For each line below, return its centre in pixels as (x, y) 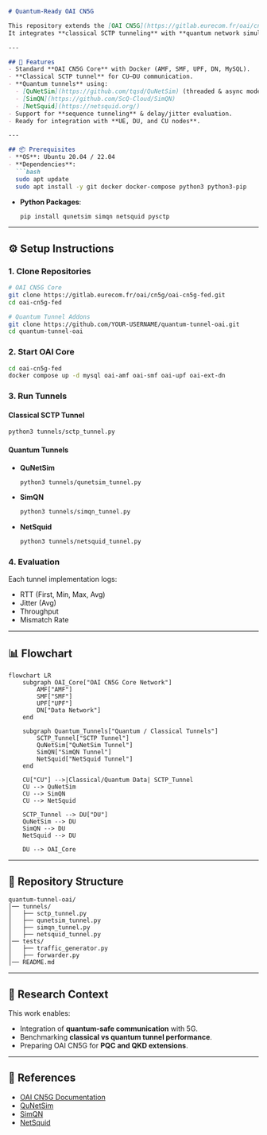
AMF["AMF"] (55, 690)
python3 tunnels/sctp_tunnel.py (62, 432)
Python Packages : (50, 202)
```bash (28, 172)
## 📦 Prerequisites (42, 150)
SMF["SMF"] (55, 697)
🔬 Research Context (58, 994)
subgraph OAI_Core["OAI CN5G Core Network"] (97, 683)
